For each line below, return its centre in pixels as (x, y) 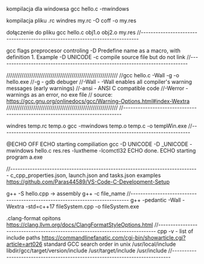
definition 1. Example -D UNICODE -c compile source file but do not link (96, 57)
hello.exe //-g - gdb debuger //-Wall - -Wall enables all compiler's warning (99, 82)
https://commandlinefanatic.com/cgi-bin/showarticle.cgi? (114, 238)
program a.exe (25, 157)
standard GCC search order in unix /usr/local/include (110, 244)
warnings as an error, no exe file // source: (59, 95)
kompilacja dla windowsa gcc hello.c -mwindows (68, 9)
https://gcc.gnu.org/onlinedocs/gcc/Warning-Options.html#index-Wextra (98, 101)
